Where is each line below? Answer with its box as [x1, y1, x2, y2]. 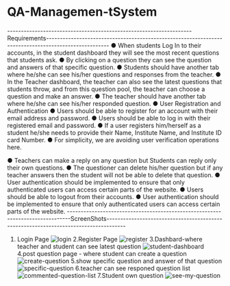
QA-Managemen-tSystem [7, 4, 157, 20]
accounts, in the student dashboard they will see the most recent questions [7, 49, 220, 57]
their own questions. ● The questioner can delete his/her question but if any [7, 164, 223, 172]
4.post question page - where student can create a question [16, 249, 187, 257]
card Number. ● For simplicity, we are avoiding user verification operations [7, 135, 219, 144]
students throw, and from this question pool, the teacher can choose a [7, 85, 205, 93]
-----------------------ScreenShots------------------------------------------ [7, 214, 222, 222]
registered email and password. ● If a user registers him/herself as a [7, 121, 202, 129]
